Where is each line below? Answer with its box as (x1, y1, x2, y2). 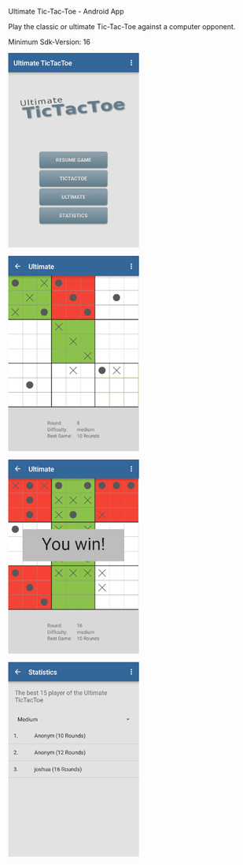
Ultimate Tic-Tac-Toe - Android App (8, 7, 124, 16)
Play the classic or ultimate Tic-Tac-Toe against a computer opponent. (8, 22, 236, 31)
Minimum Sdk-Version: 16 (8, 37, 90, 47)
